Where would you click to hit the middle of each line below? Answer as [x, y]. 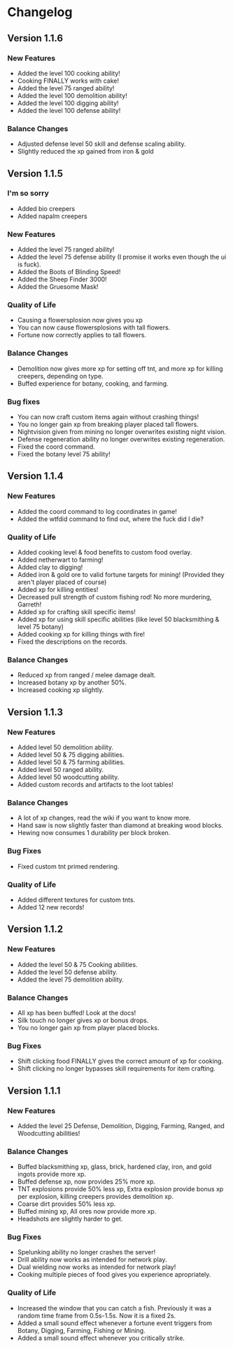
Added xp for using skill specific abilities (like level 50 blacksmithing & [118, 619]
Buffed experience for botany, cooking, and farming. [93, 384]
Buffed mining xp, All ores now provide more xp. [87, 1212]
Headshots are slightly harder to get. [70, 1219]
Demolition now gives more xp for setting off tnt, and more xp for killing [120, 368]
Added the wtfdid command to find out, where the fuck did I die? [111, 519]
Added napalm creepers [52, 216]
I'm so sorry [28, 194]
